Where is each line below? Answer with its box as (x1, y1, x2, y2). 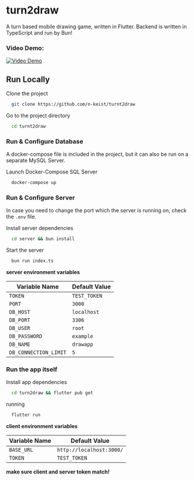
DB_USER (9, 325, 31, 332)
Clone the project (6, 90, 48, 97)
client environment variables (6, 423, 78, 430)
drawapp (72, 341, 93, 348)
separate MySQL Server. (6, 157, 66, 164)
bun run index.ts (11, 258, 54, 264)
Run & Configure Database (6, 137, 83, 145)
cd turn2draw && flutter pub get (11, 390, 93, 396)
